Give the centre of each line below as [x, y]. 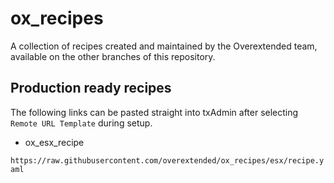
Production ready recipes [91, 88]
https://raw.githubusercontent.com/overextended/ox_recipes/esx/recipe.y [167, 160]
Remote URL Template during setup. [81, 123]
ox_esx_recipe [54, 142]
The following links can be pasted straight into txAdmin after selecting [154, 112]
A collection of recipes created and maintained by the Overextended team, [164, 46]
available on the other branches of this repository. [113, 56]
